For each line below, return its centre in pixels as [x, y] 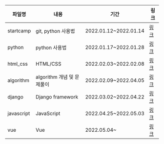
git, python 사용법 [55, 31]
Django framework [57, 97]
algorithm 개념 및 [55, 77]
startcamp [19, 31]
